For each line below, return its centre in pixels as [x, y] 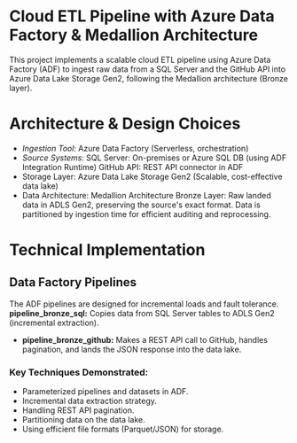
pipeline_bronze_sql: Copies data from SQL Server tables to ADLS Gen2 [142, 313]
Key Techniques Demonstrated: [79, 372]
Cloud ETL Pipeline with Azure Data [142, 16]
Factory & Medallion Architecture [134, 35]
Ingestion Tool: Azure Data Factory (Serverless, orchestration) [135, 148]
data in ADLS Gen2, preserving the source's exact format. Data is [141, 205]
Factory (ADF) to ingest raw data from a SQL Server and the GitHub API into [148, 69]
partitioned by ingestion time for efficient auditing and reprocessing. [146, 214]
